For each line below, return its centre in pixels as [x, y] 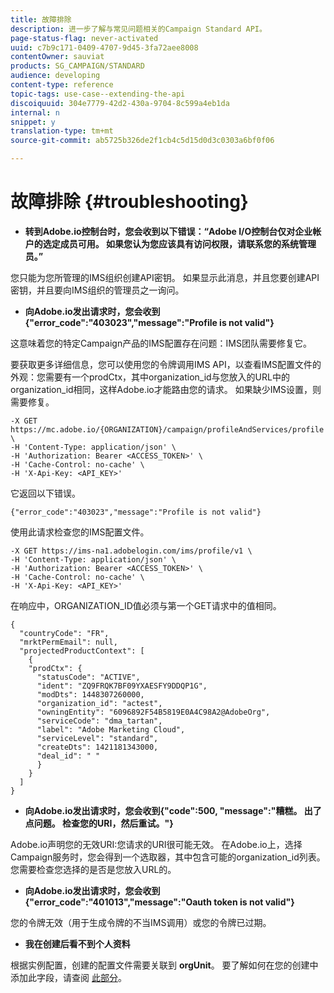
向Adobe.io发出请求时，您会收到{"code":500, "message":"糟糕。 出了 [173, 810]
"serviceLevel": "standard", [97, 738]
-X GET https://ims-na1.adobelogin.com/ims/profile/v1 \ [131, 551]
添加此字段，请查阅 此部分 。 [68, 977]
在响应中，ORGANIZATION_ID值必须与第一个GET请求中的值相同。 [146, 605]
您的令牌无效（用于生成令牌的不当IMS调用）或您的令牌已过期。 [141, 922]
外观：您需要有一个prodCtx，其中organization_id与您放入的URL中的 [150, 377]
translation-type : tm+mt [62, 131]
